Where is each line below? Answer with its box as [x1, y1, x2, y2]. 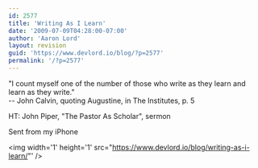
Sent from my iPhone [8, 126, 79, 137]
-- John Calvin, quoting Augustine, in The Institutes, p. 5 [8, 96, 195, 105]
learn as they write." [8, 87, 75, 96]
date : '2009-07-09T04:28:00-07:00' [8, 27, 128, 35]
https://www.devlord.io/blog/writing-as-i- [112, 142, 250, 152]
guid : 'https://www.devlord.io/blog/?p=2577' [8, 49, 164, 57]
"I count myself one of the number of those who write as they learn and [8, 78, 246, 88]
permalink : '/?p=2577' [8, 57, 85, 65]
